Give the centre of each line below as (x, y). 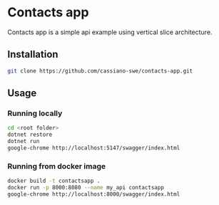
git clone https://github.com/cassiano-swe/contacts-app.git (100, 71)
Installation (33, 54)
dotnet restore (30, 135)
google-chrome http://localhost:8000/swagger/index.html (94, 194)
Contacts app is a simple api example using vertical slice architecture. (110, 32)
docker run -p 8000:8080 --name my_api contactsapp (86, 187)
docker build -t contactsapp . (54, 181)
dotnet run (24, 142)
